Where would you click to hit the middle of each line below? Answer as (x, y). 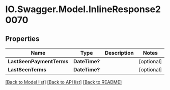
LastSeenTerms (27, 70)
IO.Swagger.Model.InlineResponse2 (83, 9)
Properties (22, 39)
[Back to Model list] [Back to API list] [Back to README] (64, 82)
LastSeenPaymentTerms (38, 61)
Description (119, 53)
